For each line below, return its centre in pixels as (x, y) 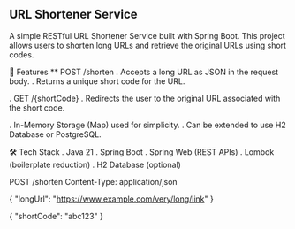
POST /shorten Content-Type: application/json (94, 181)
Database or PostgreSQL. (55, 134)
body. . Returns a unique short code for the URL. (97, 81)
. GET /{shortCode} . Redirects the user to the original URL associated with (145, 98)
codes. (22, 54)
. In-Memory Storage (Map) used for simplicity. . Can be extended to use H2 (147, 125)
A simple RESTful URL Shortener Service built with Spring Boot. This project (147, 35)
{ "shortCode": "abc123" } (56, 216)
